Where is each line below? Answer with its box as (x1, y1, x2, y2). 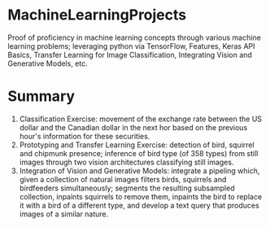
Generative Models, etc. (7, 59, 89, 68)
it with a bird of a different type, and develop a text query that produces (19, 200, 259, 210)
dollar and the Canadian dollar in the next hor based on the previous (19, 122, 248, 132)
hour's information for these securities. (19, 131, 150, 141)
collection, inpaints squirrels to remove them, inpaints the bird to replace (19, 191, 262, 201)
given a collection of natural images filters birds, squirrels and (19, 174, 227, 184)
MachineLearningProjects (7, 6, 187, 24)
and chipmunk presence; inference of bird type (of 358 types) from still (19, 148, 259, 158)
